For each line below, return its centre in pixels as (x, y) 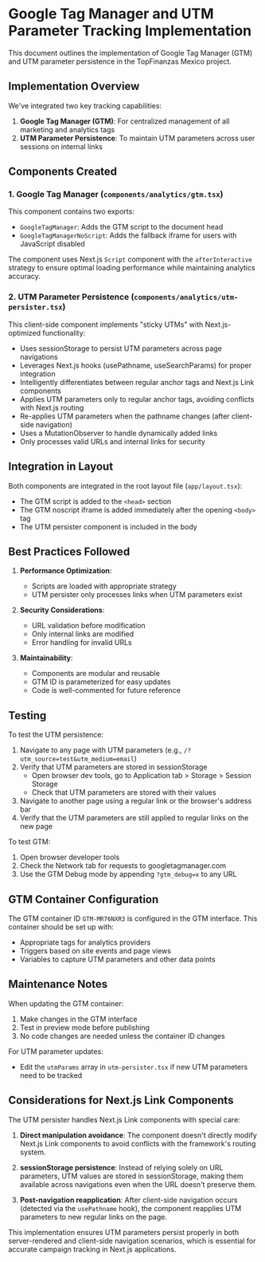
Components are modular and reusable (96, 674)
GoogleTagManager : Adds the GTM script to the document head (121, 227)
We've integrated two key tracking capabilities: (85, 105)
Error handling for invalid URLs (82, 643)
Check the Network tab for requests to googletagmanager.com (123, 866)
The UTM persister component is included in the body (108, 526)
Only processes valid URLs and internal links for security (112, 441)
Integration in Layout (61, 467)
